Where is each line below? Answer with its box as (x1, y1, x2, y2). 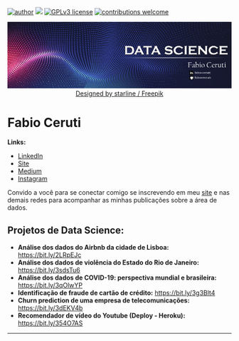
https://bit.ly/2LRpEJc (17, 250, 82, 260)
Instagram (17, 175, 48, 183)
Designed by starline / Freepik (75, 89, 164, 98)
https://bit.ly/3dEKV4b (17, 304, 83, 312)
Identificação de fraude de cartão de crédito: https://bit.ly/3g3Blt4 (17, 289, 216, 297)
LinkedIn (17, 152, 43, 161)
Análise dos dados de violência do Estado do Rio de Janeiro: (17, 258, 199, 267)
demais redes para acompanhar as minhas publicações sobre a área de (7, 196, 217, 205)
